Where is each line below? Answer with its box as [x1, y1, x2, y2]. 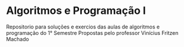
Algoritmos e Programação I [6, 4, 146, 17]
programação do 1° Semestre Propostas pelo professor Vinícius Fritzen [6, 29, 179, 36]
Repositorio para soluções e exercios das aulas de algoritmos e [6, 23, 160, 30]
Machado [6, 35, 29, 42]
